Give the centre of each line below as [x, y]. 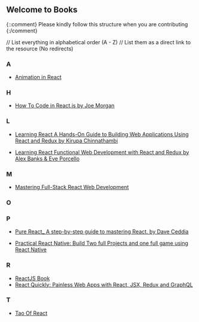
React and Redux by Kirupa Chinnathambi [66, 141]
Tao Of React [31, 313]
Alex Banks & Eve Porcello [47, 159]
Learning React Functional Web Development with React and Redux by [102, 152]
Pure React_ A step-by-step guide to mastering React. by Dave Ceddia [102, 232]
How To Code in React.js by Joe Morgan [65, 106]
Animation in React [38, 77]
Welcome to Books [42, 10]
